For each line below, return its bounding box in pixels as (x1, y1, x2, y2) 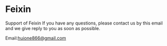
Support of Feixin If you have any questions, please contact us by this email (5, 20, 163, 26)
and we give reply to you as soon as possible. (5, 25, 100, 31)
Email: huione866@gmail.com (5, 35, 66, 41)
